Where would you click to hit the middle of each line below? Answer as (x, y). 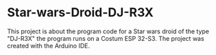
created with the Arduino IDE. (49, 45)
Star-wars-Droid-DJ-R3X (81, 13)
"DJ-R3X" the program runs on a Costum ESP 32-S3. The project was (106, 38)
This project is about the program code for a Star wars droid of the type (108, 31)
